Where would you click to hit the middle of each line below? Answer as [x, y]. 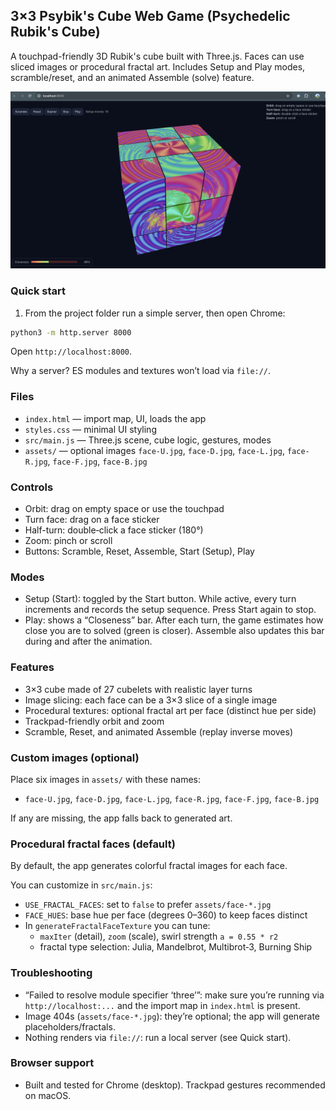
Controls [32, 487]
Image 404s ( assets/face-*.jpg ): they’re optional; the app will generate [172, 1016]
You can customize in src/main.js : [81, 885]
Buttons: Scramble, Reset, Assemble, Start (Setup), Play [139, 551]
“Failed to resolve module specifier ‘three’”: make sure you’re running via [174, 995]
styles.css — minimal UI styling [90, 429]
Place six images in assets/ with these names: [106, 779]
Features [32, 667]
